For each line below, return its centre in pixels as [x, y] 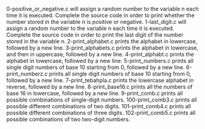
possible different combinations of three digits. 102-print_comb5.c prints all [101, 113]
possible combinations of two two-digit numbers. [68, 119]
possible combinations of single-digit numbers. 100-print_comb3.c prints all [102, 100]
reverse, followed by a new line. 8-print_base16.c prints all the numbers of [99, 87]
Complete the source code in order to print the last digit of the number [95, 35]
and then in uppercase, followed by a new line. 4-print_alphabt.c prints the [100, 54]
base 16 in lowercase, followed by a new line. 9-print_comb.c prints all [95, 93]
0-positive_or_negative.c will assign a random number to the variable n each [102, 9]
